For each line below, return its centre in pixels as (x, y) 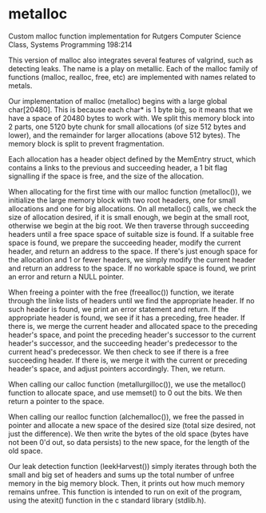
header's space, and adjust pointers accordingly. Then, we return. (117, 368)
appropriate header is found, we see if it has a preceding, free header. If (127, 318)
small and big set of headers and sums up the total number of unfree (121, 475)
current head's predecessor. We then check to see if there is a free (119, 351)
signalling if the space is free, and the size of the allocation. (106, 176)
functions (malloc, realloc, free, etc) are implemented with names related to (132, 77)
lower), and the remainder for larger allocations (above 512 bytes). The (125, 135)
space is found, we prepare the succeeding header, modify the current (125, 242)
